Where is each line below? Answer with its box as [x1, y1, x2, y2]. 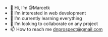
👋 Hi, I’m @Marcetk [10, 5, 50, 10]
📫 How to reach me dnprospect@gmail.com [10, 26, 103, 32]
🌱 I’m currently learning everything [10, 15, 82, 21]
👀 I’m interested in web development [10, 10, 86, 16]
